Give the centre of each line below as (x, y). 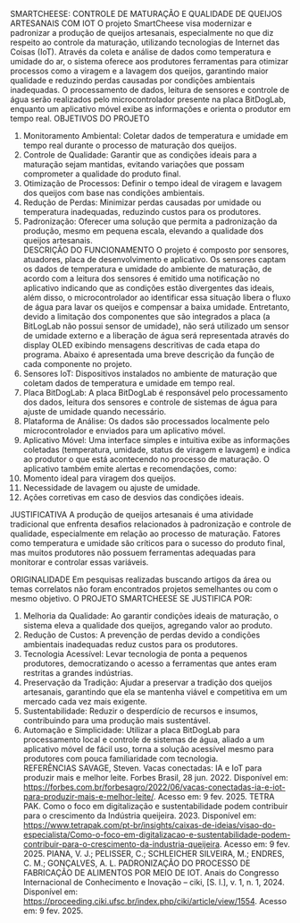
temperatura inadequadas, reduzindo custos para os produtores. (142, 212)
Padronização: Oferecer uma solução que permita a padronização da (150, 221)
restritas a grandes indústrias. (78, 673)
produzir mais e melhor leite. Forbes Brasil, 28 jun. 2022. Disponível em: (155, 778)
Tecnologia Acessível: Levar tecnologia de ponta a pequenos (135, 654)
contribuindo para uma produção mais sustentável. (117, 720)
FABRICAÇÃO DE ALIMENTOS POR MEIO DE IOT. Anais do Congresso (151, 872)
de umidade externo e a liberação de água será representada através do (156, 335)
